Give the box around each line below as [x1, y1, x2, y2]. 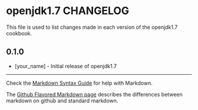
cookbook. [6, 29, 32, 36]
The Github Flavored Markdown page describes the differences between [6, 91, 183, 98]
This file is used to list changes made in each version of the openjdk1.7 [6, 24, 178, 31]
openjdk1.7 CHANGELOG [6, 4, 130, 18]
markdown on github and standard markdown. [6, 97, 118, 104]
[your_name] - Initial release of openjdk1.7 [14, 62, 117, 69]
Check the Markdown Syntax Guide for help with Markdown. [6, 79, 153, 86]
